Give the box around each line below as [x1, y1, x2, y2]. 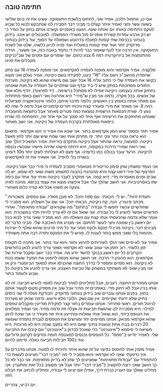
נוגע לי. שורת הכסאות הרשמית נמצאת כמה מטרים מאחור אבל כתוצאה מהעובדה [5, 108, 151, 114]
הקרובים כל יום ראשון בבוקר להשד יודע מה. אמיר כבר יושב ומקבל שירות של [5, 250, 142, 255]
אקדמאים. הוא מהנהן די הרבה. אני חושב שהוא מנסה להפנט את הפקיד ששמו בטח [5, 255, 153, 260]
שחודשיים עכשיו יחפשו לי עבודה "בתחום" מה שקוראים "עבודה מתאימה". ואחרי [5, 204, 149, 210]
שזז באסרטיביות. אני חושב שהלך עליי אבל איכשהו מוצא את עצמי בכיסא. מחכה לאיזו [5, 179, 157, 185]
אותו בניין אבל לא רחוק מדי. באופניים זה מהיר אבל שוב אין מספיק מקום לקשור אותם [5, 285, 157, 291]
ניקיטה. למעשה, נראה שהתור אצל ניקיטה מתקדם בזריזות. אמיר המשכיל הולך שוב [5, 138, 152, 144]
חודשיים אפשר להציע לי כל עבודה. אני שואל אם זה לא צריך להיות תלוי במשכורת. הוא [5, 209, 158, 215]
